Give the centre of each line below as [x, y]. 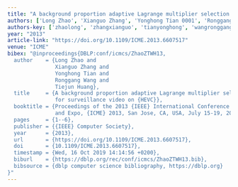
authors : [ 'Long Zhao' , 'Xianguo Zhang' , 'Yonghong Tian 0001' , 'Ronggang [120, 21]
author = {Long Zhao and [55, 60]
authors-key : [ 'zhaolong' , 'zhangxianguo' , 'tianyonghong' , [98, 27]
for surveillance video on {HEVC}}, [109, 100]
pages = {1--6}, [44, 119]
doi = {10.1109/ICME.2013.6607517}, [77, 146]
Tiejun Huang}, [77, 87]
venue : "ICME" [28, 47]
